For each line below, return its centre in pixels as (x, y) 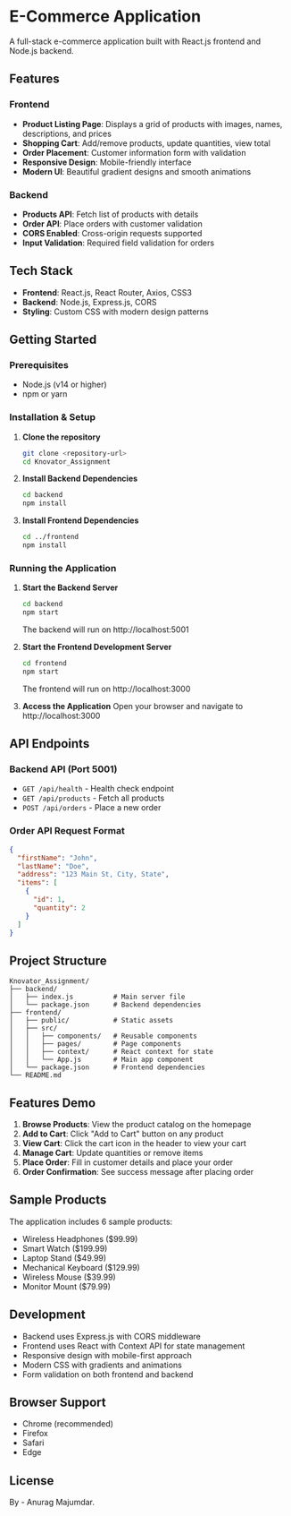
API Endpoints (50, 744)
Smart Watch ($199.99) (65, 1248)
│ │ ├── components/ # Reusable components (104, 1036)
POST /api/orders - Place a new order (91, 808)
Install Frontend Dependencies (80, 520)
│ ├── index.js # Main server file (97, 997)
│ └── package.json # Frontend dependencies (107, 1067)
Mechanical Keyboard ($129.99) (81, 1267)
